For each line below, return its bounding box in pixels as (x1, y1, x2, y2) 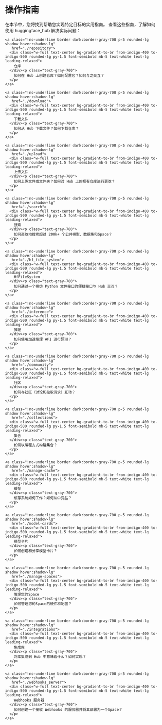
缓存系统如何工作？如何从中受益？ (14, 495, 72, 500)
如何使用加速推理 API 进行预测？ (14, 337, 72, 342)
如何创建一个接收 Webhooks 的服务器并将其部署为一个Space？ (14, 707, 123, 712)
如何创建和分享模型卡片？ (14, 548, 57, 553)
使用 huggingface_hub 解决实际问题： (5, 27, 81, 33)
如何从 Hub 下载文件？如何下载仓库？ (14, 126, 79, 131)
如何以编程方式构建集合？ (14, 442, 57, 448)
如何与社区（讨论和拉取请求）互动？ (14, 390, 75, 395)
